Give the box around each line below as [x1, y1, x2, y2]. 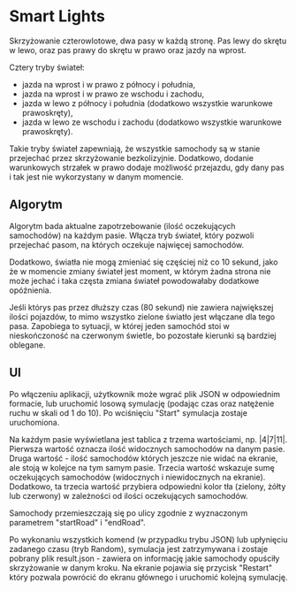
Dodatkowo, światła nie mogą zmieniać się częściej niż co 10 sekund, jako [9, 257, 278, 267]
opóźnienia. [9, 285, 52, 295]
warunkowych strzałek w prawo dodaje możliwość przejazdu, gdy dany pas [9, 162, 285, 173]
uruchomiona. [9, 417, 60, 427]
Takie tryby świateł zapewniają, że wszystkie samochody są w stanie [9, 143, 261, 154]
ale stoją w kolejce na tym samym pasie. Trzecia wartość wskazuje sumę [9, 462, 276, 472]
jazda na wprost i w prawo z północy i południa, [21, 79, 196, 89]
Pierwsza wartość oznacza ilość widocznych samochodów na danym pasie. [9, 443, 285, 454]
